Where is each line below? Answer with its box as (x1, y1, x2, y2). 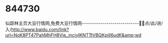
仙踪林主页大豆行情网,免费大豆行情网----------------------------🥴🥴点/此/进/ (5, 20, 163, 26)
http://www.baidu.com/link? (11, 26, 69, 32)
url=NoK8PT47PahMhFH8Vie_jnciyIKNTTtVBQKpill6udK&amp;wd (5, 32, 142, 38)
